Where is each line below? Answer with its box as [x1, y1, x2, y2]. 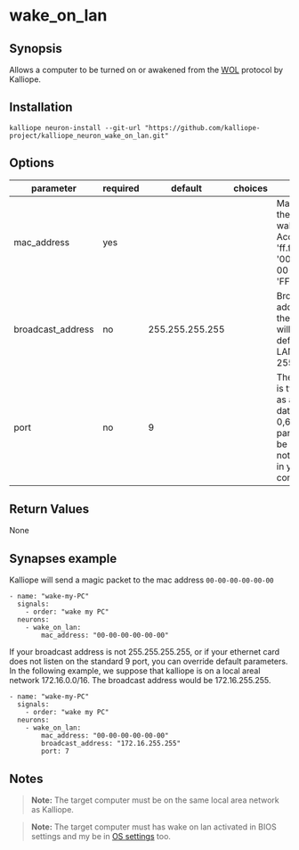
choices [233, 182, 269, 194]
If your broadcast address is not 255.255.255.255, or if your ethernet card [9, 647, 280, 657]
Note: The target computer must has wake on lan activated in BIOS [30, 821, 278, 832]
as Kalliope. [30, 805, 74, 815]
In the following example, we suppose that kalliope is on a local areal [9, 665, 261, 676]
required [101, 182, 140, 194]
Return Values [9, 501, 90, 517]
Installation [9, 100, 73, 115]
